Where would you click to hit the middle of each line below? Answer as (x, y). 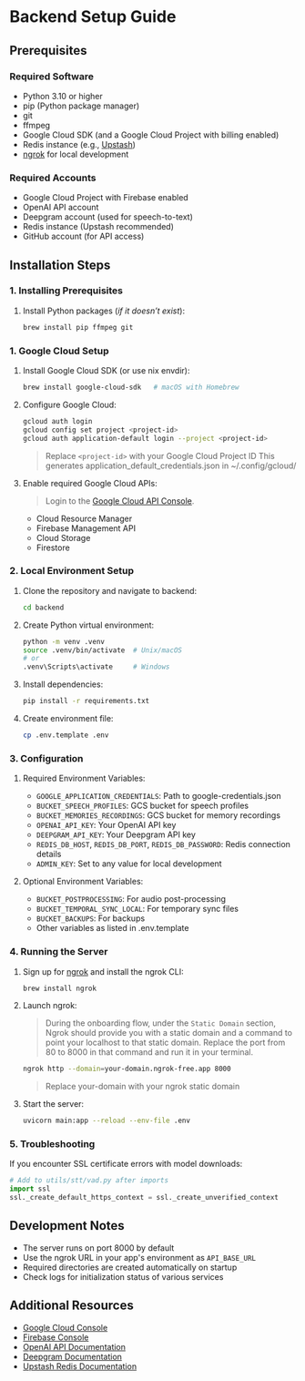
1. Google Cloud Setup (59, 351)
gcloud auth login (57, 421)
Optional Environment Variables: (83, 882)
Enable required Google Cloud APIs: (90, 483)
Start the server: (53, 1104)
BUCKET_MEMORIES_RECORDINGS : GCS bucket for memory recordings (158, 815)
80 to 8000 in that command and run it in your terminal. (149, 1052)
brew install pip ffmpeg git (78, 327)
